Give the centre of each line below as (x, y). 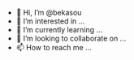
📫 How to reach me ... (54, 47)
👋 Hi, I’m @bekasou (49, 13)
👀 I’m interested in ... (50, 21)
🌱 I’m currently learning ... (59, 30)
